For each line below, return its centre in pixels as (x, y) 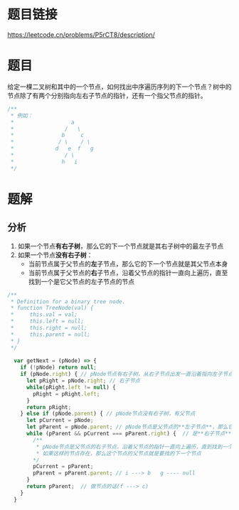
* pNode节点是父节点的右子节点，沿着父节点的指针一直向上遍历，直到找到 (129, 447)
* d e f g (52, 149)
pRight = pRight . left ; (67, 394)
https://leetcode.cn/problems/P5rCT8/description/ (81, 34)
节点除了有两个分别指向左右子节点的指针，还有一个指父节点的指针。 (107, 95)
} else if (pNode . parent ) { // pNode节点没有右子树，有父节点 (108, 414)
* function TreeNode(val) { (52, 308)
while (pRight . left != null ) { (71, 387)
